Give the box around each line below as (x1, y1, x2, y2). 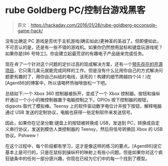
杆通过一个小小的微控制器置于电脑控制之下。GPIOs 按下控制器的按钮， (5, 96, 151, 102)
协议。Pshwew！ (5, 132, 40, 138)
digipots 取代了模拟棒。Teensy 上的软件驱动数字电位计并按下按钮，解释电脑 (5, 103, 162, 109)
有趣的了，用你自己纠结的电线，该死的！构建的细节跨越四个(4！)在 (13, 73, 151, 79)
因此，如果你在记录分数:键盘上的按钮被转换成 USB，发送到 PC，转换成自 (5, 119, 155, 125)
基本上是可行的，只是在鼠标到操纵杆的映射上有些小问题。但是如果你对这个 (5, 149, 158, 155)
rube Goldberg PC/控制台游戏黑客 (5, 4, 146, 16)
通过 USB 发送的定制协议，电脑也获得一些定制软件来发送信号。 (5, 109, 135, 115)
